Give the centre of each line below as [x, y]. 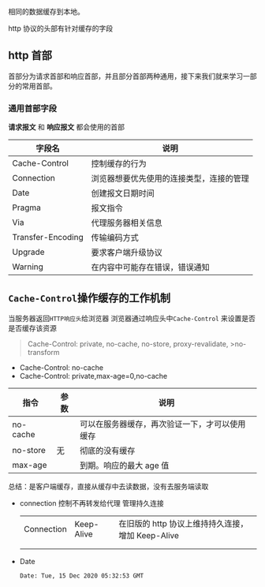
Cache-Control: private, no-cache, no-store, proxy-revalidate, [128, 344]
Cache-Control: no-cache [62, 367]
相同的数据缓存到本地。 [46, 11]
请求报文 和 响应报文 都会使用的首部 [66, 127]
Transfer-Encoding [48, 237]
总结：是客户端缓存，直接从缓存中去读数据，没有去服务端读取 [108, 486]
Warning [28, 267]
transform [44, 352]
